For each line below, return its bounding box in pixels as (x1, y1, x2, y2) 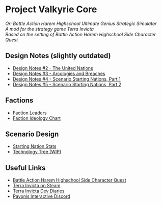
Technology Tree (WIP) (12, 149, 62, 155)
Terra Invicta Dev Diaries (12, 188, 65, 194)
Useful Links (5, 163, 46, 172)
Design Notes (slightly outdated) (5, 52, 111, 60)
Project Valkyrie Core (5, 4, 97, 15)
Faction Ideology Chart (12, 115, 61, 121)
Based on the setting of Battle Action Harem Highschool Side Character (5, 31, 156, 37)
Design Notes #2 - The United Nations (12, 65, 93, 71)
